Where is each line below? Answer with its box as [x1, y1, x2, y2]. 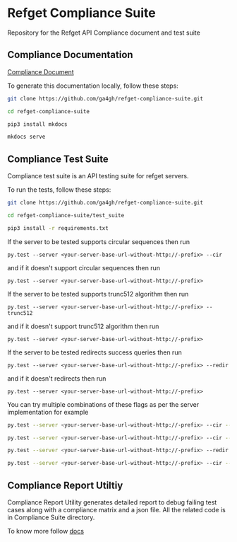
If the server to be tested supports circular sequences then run [7, 237, 190, 246]
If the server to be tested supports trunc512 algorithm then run [7, 289, 189, 298]
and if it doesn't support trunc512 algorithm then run [7, 322, 159, 330]
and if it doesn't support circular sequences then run [7, 263, 161, 272]
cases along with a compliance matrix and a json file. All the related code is [7, 506, 226, 514]
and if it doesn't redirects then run [7, 374, 107, 383]
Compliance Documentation [7, 49, 133, 61]
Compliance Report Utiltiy [7, 479, 123, 491]
